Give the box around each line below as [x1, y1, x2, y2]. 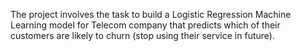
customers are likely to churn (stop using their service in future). [10, 30, 275, 41]
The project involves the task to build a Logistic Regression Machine [10, 9, 292, 20]
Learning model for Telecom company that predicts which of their [10, 19, 281, 31]
